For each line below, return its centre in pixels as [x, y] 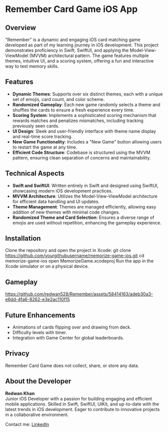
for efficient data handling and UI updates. [56, 201]
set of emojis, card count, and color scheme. [58, 99]
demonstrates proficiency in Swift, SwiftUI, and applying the [67, 50]
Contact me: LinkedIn [27, 424]
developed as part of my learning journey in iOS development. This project [82, 45]
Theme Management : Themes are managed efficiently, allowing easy [84, 206]
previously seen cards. [36, 125]
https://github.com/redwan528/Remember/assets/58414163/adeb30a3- [79, 294]
